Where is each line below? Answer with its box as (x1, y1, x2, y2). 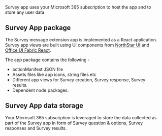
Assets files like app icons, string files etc (12, 71, 97, 77)
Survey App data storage (5, 102, 84, 110)
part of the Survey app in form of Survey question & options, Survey (5, 120, 143, 126)
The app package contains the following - (5, 57, 90, 63)
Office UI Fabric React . (5, 47, 51, 53)
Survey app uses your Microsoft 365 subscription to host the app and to (5, 4, 151, 10)
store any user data (5, 9, 45, 15)
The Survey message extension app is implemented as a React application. (5, 36, 158, 42)
